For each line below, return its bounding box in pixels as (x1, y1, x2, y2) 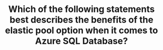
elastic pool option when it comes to (4, 25, 158, 36)
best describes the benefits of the (9, 14, 153, 25)
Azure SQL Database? (34, 35, 128, 47)
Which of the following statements (8, 3, 155, 15)
